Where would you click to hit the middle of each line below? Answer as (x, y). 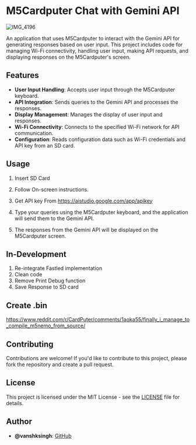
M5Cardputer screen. (40, 236)
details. (15, 403)
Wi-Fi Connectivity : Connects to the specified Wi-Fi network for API (97, 126)
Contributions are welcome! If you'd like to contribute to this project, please (97, 358)
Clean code (28, 275)
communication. (34, 133)
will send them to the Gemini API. (54, 218)
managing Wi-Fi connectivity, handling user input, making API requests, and (97, 50)
